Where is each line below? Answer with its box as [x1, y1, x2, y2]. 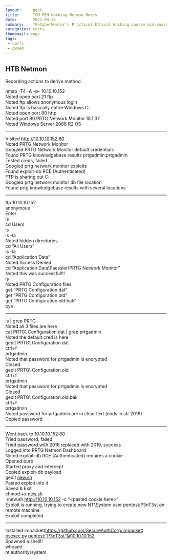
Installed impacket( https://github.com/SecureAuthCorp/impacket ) [5, 527, 144, 534]
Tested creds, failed [5, 158, 48, 164]
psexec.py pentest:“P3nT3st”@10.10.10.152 [5, 533, 95, 539]
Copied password [5, 416, 42, 422]
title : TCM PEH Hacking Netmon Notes [5, 12, 97, 17]
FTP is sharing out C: [5, 174, 50, 180]
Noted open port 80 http [5, 110, 57, 116]
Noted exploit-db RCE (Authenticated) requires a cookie [5, 453, 123, 459]
